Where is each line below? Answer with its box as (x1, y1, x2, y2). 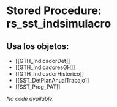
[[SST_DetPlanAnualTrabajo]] (15, 77, 89, 84)
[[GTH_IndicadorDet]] (15, 57, 70, 64)
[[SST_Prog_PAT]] (15, 83, 61, 90)
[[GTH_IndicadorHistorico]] (15, 70, 85, 77)
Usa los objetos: (6, 41, 69, 51)
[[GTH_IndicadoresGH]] (15, 64, 75, 71)
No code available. (6, 95, 54, 102)
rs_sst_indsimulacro (6, 17, 111, 31)
